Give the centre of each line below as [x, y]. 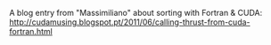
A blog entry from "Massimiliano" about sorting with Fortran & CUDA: [136, 13]
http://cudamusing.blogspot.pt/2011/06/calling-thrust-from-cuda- [130, 22]
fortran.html [31, 31]
